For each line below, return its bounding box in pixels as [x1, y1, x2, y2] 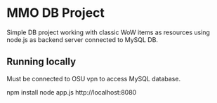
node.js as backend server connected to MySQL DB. [6, 35, 159, 43]
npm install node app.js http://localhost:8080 [6, 88, 137, 96]
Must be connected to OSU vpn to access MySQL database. [6, 74, 180, 83]
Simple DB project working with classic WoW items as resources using [6, 28, 210, 36]
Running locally [6, 56, 77, 68]
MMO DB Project [6, 5, 105, 21]
